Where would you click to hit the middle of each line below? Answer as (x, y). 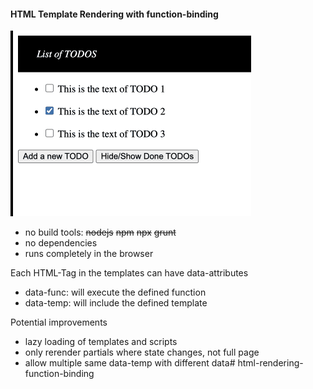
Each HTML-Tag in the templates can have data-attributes (129, 273)
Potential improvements (59, 322)
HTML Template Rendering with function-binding (114, 14)
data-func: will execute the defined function (115, 292)
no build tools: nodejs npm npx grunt (100, 232)
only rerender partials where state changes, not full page (142, 352)
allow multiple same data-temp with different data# (130, 363)
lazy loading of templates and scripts (101, 342)
